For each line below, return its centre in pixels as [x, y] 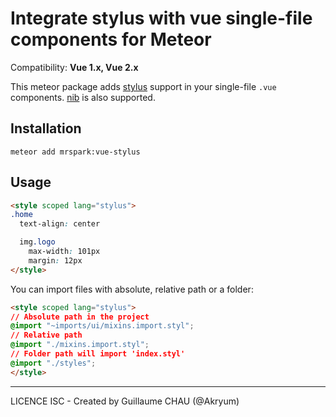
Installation [46, 128]
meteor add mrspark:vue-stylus [75, 152]
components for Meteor [111, 39]
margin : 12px [55, 260]
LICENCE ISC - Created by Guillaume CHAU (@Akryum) [125, 401]
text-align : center [60, 224]
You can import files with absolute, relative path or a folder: [132, 289]
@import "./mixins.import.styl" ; [80, 345]
